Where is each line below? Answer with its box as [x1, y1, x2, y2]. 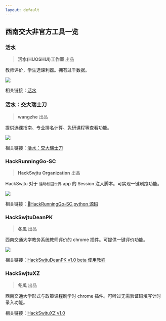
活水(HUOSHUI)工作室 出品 [17, 56, 74, 62]
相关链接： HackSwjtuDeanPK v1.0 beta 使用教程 [5, 257, 106, 263]
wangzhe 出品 [17, 113, 48, 119]
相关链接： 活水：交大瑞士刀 [5, 145, 63, 151]
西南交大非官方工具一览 [5, 27, 78, 36]
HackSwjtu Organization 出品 [17, 170, 80, 176]
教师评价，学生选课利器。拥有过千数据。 [5, 67, 90, 73]
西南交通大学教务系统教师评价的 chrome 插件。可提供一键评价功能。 [5, 236, 148, 243]
